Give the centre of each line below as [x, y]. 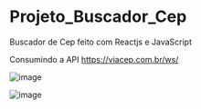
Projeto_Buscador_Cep [98, 17]
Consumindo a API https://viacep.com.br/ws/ [94, 59]
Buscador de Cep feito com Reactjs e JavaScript [100, 42]
